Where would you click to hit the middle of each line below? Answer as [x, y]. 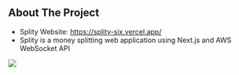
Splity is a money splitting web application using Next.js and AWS [125, 40]
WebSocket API [45, 48]
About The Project [54, 13]
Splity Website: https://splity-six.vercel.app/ [90, 31]
